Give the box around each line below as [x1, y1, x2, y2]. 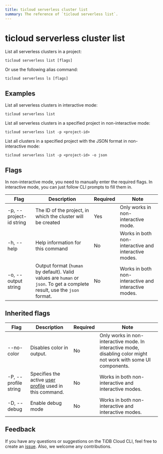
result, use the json [35, 287, 79, 294]
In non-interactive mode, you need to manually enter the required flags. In [5, 179, 153, 185]
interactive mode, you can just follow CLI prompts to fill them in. [5, 184, 132, 190]
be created [35, 219, 61, 226]
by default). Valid [35, 268, 74, 275]
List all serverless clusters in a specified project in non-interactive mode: [5, 120, 150, 126]
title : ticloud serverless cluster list [5, 7, 88, 12]
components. [99, 362, 130, 369]
